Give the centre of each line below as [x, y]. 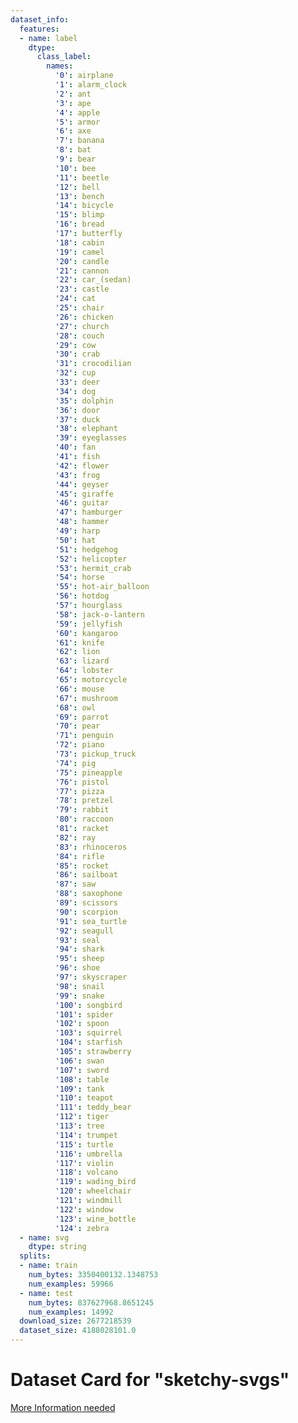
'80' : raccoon [84, 819]
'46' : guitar [82, 503]
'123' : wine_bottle [95, 1219]
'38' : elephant [86, 429]
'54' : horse [79, 577]
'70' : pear [77, 726]
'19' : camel [79, 252]
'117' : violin [84, 1163]
